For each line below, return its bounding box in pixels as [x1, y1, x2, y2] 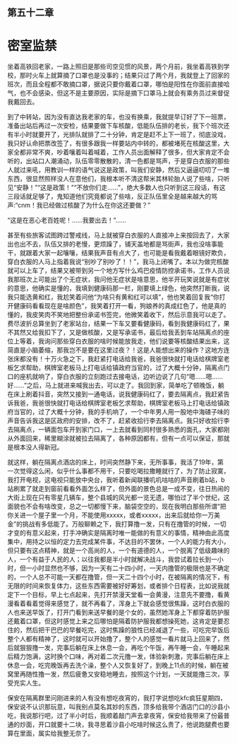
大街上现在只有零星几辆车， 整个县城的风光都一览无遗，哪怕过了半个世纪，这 [7, 493, 230, 502]
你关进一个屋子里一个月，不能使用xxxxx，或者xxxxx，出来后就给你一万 [7, 511, 214, 519]
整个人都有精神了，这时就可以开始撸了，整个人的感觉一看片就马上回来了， [7, 634, 224, 643]
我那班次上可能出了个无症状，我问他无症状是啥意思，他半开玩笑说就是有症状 [7, 275, 230, 284]
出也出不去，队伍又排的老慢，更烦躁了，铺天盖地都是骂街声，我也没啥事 [7, 240, 217, 249]
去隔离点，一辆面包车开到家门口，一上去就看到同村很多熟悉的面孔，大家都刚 [7, 425, 230, 434]
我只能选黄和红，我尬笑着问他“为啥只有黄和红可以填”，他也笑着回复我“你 [7, 293, 220, 302]
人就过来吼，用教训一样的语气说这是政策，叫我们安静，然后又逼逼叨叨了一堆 [7, 165, 230, 175]
